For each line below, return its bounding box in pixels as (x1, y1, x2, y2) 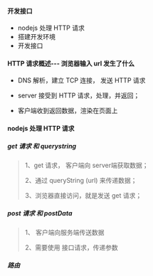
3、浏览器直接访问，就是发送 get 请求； (24, 191, 142, 199)
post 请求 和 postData (7, 208, 73, 217)
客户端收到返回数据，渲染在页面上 (17, 107, 118, 115)
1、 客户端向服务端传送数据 (24, 228, 105, 236)
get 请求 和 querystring (7, 142, 77, 150)
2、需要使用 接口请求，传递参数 (24, 243, 119, 252)
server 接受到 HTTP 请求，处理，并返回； (17, 91, 140, 100)
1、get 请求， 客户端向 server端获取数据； (24, 161, 149, 169)
